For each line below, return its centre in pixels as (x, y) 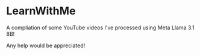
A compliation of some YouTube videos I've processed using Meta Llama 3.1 (100, 27)
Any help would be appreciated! (46, 45)
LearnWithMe (41, 11)
